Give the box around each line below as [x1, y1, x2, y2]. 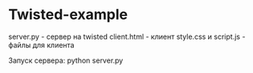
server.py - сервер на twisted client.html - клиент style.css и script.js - [8, 32, 246, 41]
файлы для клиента [8, 40, 75, 49]
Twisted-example [8, 6, 129, 24]
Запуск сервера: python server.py [8, 56, 124, 65]
